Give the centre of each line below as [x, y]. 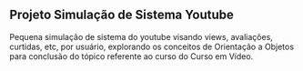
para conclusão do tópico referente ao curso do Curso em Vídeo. [131, 56]
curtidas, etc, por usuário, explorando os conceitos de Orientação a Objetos [151, 46]
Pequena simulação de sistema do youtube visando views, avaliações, [141, 36]
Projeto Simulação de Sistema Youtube [121, 15]
